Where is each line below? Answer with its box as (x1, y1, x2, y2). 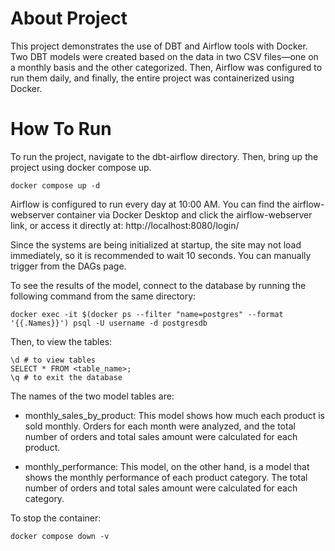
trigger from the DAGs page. (10, 260, 127, 272)
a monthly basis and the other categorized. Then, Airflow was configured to (10, 61, 323, 73)
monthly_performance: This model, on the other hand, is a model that (24, 460, 310, 472)
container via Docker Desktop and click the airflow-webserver (56, 208, 313, 221)
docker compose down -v (10, 531, 110, 541)
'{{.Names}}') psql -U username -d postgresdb (10, 318, 208, 328)
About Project (10, 7, 128, 30)
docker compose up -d (10, 180, 101, 191)
